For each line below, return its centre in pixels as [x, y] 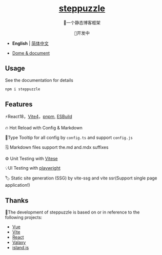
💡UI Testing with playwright [33, 168]
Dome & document [31, 53]
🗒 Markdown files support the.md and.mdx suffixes [57, 147]
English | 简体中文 [30, 43]
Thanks [17, 200]
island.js [20, 248]
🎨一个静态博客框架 [82, 22]
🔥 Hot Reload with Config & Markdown [44, 128]
